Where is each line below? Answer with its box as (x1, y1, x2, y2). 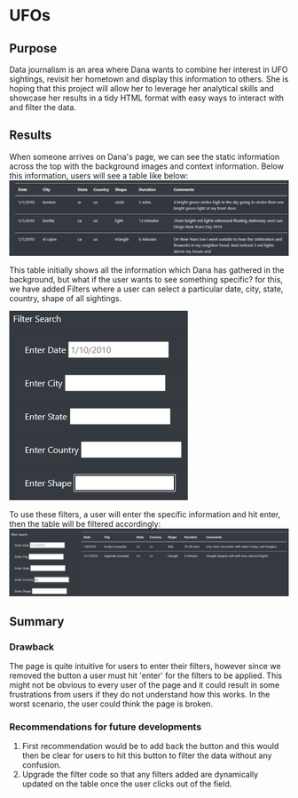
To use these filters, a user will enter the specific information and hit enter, (9, 509, 281, 520)
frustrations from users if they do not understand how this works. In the (9, 689, 271, 699)
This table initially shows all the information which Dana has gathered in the (9, 265, 285, 275)
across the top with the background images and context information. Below (9, 161, 284, 172)
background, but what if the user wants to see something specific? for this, (9, 275, 284, 285)
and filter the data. (9, 102, 77, 112)
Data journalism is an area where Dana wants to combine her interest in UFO (9, 64, 288, 75)
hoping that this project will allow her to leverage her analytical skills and (9, 84, 275, 93)
